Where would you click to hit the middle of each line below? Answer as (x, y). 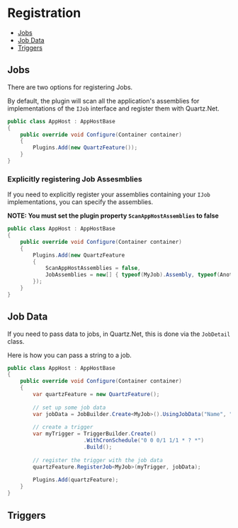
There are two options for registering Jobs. (70, 87)
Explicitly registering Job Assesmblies (75, 179)
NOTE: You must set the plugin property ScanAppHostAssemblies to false (113, 216)
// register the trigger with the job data (98, 460)
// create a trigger (63, 427)
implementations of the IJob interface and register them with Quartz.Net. (113, 108)
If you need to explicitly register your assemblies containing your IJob (109, 195)
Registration (44, 13)
